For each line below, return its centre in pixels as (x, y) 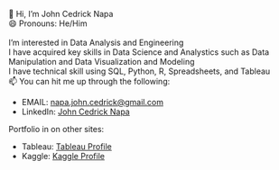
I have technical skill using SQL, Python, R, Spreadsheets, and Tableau (139, 71)
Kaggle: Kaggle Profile (63, 156)
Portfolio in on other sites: (56, 129)
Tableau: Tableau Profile (66, 147)
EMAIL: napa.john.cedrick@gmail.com (93, 102)
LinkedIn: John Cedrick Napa (75, 112)
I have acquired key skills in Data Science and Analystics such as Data (139, 52)
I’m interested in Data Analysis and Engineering (96, 42)
